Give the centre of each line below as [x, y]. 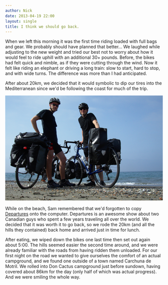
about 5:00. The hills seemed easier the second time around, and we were [82, 245]
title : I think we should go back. [42, 27]
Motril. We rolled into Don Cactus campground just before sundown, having [83, 266]
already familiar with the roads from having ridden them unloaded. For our [81, 250]
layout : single [21, 21]
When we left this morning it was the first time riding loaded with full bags [81, 41]
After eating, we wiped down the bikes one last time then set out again [78, 240]
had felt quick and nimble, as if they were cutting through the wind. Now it [81, 63]
